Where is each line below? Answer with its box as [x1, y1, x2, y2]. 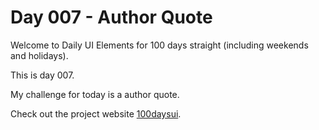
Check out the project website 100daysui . [10, 107, 182, 120]
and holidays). [10, 49, 69, 61]
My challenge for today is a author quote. [10, 88, 180, 100]
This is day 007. [10, 69, 75, 81]
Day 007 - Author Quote [10, 6, 213, 29]
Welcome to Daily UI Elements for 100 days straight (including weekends [10, 39, 309, 51]
